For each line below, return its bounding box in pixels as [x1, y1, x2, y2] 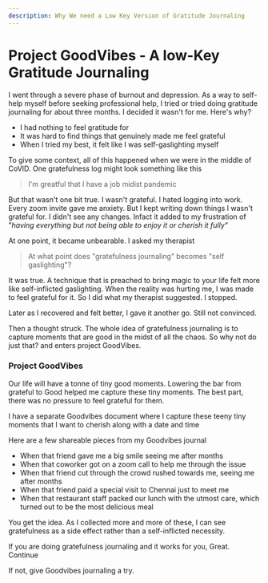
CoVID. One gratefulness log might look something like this [8, 164, 202, 173]
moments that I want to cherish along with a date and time [8, 419, 200, 429]
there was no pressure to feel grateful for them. [8, 395, 165, 405]
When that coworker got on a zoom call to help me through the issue [19, 459, 246, 469]
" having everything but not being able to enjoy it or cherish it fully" [8, 220, 228, 229]
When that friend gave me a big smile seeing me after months [19, 451, 224, 460]
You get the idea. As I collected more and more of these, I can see [8, 517, 226, 527]
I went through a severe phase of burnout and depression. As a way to [8, 90, 241, 99]
